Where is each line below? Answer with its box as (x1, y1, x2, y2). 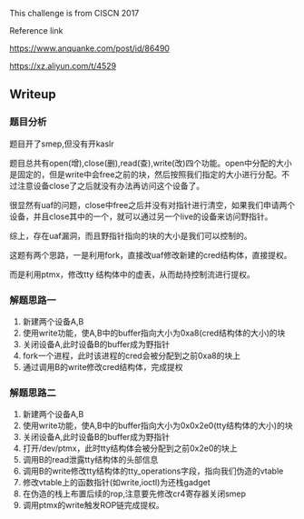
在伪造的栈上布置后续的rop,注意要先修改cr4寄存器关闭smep (22, 488, 247, 499)
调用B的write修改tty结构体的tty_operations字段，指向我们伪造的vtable (22, 465, 284, 476)
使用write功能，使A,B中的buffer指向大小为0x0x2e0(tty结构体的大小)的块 (22, 420, 293, 431)
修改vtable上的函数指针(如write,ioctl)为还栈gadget (22, 477, 211, 488)
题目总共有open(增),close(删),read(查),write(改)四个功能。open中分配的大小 (9, 157, 292, 168)
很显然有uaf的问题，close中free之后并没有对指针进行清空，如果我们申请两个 (9, 199, 296, 210)
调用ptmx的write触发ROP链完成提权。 (22, 500, 165, 511)
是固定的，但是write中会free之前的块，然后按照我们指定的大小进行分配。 (9, 168, 282, 180)
